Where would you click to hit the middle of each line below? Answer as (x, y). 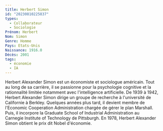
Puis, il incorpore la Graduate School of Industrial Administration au (72, 113)
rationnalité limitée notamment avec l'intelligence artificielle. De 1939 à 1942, (82, 92)
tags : (10, 59)
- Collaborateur (26, 23)
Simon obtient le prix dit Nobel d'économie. (48, 123)
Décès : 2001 (17, 55)
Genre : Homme (18, 41)
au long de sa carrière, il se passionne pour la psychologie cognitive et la (78, 87)
